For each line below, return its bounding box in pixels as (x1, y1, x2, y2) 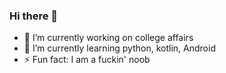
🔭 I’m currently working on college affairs (23, 32, 194, 44)
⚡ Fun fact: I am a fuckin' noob (23, 54, 151, 66)
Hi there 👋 (9, 9, 59, 23)
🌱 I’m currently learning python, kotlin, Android (23, 42, 216, 54)
